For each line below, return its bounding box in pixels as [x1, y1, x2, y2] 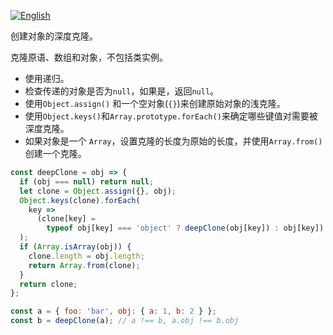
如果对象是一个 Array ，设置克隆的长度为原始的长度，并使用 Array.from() [24, 135, 323, 147]
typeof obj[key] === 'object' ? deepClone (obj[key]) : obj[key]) [46, 223, 325, 234]
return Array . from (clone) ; [28, 260, 141, 270]
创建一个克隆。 [24, 148, 87, 159]
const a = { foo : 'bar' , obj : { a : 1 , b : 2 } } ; [10, 306, 217, 317]
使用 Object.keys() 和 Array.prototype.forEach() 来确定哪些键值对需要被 [24, 110, 318, 122]
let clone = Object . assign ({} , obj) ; [19, 186, 177, 196]
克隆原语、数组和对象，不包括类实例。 [10, 51, 168, 63]
